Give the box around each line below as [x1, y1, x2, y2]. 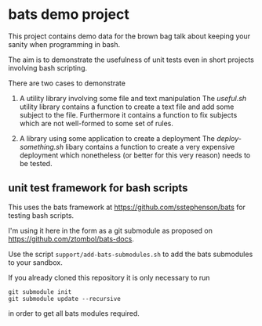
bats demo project [8, 5, 129, 24]
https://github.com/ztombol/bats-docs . [8, 234, 135, 244]
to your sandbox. [8, 257, 63, 267]
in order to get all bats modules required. [8, 308, 140, 318]
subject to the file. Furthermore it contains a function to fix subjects [19, 110, 238, 119]
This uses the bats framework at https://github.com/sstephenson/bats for [8, 202, 246, 212]
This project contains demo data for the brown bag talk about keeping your [8, 31, 251, 41]
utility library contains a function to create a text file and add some [19, 102, 235, 111]
